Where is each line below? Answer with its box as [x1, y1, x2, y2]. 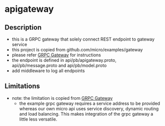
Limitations [4, 82, 40, 90]
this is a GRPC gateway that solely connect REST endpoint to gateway [11, 36, 155, 42]
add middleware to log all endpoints [11, 68, 85, 74]
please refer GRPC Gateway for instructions [11, 52, 101, 58]
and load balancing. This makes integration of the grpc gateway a [19, 111, 154, 117]
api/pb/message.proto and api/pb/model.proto [11, 63, 107, 68]
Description [4, 23, 42, 32]
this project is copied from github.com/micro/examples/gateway [11, 47, 143, 52]
